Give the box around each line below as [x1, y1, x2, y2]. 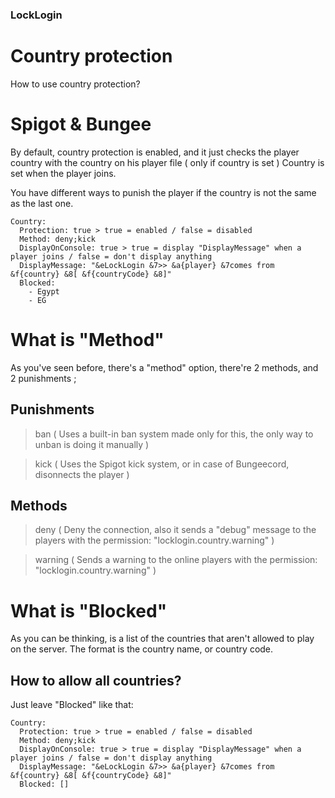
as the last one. [10, 197, 74, 209]
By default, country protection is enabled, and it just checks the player [10, 146, 300, 158]
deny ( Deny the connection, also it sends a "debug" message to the [34, 524, 317, 536]
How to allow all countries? [10, 672, 182, 689]
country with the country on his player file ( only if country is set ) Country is [10, 156, 325, 168]
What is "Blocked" [10, 599, 168, 622]
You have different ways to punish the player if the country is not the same [10, 186, 317, 198]
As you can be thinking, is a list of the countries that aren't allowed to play [10, 633, 315, 645]
